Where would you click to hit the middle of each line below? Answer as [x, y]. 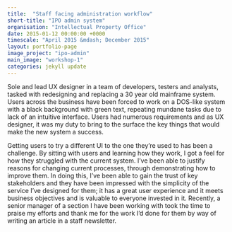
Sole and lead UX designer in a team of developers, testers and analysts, [113, 86]
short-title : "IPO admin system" [56, 21]
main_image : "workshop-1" [45, 60]
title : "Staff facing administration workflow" [80, 14]
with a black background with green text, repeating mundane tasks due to [115, 109]
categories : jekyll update [47, 66]
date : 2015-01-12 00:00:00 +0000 [56, 34]
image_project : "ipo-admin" [49, 54]
